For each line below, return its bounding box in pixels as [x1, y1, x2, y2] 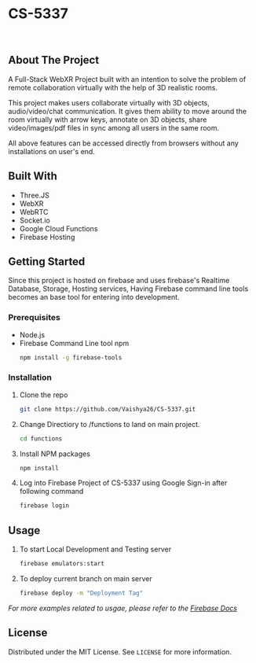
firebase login [19, 502, 70, 510]
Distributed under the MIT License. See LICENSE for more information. [8, 646, 232, 657]
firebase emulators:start [19, 560, 104, 568]
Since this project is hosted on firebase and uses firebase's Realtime [8, 276, 230, 285]
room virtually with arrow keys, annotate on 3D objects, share [8, 115, 207, 124]
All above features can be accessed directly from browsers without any [8, 138, 240, 148]
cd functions [19, 434, 63, 443]
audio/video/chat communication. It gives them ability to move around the [8, 106, 247, 116]
